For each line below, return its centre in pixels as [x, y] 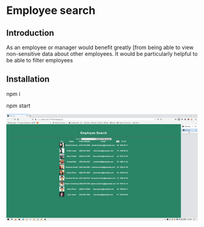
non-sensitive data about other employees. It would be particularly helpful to [102, 54]
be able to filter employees [40, 60]
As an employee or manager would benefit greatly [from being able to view [100, 47]
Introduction [30, 33]
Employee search [51, 11]
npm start [19, 105]
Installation [28, 79]
